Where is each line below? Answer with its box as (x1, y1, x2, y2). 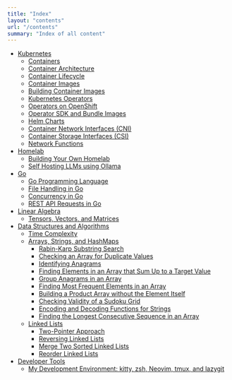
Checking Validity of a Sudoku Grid (38, 297, 141, 306)
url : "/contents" (7, 23, 59, 30)
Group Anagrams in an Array (38, 275, 122, 283)
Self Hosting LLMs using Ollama (28, 162, 121, 170)
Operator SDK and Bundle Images (28, 109, 127, 118)
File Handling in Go (28, 184, 83, 193)
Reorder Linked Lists (38, 350, 99, 358)
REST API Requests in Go (28, 199, 102, 208)
